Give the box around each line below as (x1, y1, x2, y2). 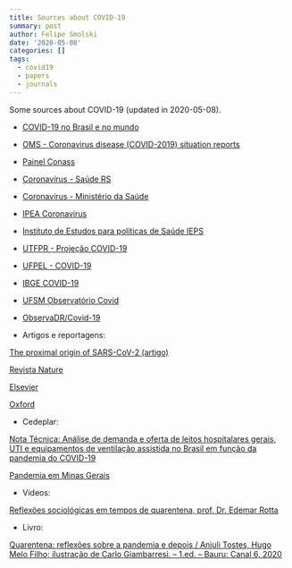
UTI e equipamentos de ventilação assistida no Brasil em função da (9, 443, 257, 454)
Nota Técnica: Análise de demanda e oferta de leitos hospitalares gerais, (9, 433, 277, 444)
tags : (9, 55, 29, 64)
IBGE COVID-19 (21, 277, 79, 288)
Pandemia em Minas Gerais (9, 470, 110, 480)
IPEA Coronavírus (21, 208, 88, 219)
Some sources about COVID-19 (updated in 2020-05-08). (9, 104, 221, 114)
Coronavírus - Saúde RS (21, 174, 112, 184)
